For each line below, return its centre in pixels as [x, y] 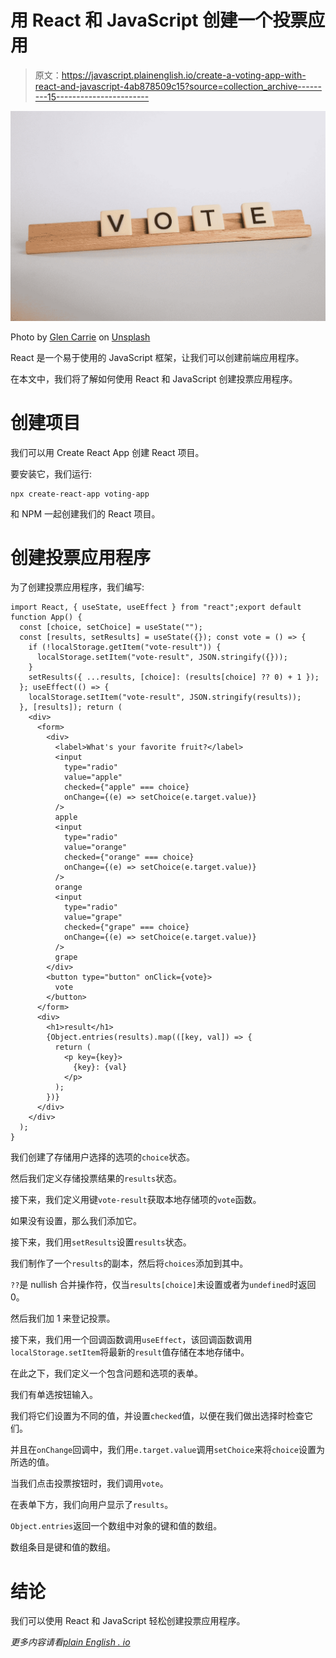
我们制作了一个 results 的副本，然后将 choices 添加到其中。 [129, 1263]
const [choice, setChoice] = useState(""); [111, 627]
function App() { [46, 617]
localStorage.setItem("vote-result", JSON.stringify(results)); [165, 697]
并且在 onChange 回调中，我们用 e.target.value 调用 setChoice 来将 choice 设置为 [167, 1450]
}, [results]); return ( [71, 707]
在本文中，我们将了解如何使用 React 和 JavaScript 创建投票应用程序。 [154, 378]
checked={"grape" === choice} [126, 927]
